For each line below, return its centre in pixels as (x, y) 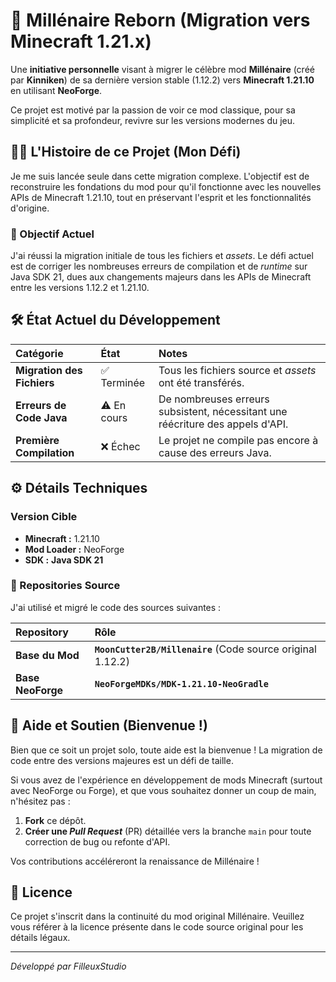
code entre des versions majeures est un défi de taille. (122, 760)
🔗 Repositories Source (65, 586)
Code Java (41, 417)
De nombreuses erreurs (214, 399)
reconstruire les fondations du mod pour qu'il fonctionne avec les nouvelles (166, 186)
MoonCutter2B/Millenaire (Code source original (205, 649)
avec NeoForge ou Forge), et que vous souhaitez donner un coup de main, (163, 790)
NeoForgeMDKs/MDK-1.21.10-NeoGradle (181, 683)
